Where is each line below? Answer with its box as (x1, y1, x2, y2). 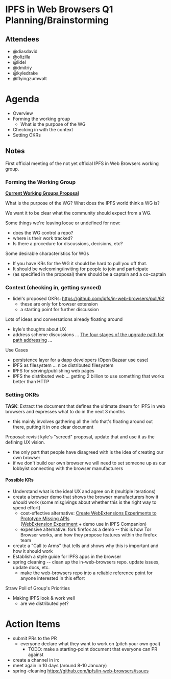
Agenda (5, 93, 39, 105)
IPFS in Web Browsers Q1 (5, 4, 113, 15)
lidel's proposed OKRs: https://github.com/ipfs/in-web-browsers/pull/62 (12, 295, 165, 302)
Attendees (5, 35, 39, 43)
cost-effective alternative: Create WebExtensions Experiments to (20, 510, 157, 516)
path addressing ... (12, 337, 53, 343)
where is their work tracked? (12, 235, 73, 241)
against (28, 651, 44, 658)
